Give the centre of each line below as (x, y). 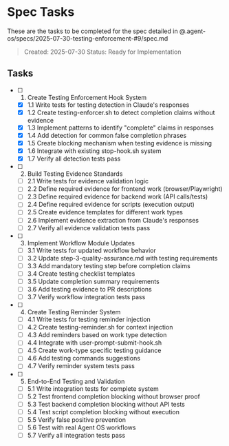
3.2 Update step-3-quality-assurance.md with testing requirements (122, 258)
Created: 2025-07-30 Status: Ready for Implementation (102, 52)
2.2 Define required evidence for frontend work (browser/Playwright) (125, 189)
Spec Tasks (41, 12)
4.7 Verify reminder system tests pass (81, 366)
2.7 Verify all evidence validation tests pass (89, 227)
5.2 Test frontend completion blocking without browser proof (114, 396)
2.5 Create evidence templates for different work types (105, 212)
